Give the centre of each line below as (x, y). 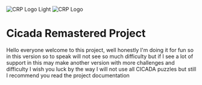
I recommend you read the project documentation (68, 75)
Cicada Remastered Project (76, 34)
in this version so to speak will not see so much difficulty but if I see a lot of (100, 56)
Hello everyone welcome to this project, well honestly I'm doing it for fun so (100, 50)
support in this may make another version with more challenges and (90, 62)
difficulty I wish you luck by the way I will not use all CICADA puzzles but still (101, 69)
